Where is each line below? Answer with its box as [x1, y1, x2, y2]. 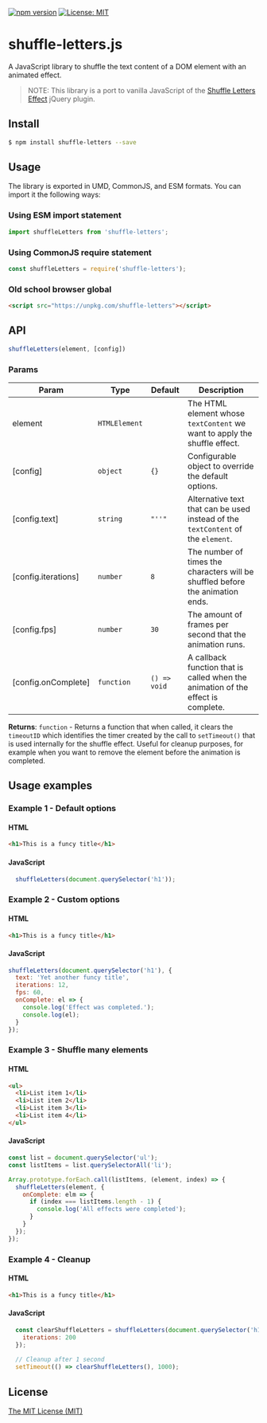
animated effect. [8, 70, 62, 80]
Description [198, 384, 244, 395]
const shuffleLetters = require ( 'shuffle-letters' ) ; [8, 265, 187, 272]
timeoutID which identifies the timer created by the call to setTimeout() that [8, 730, 256, 740]
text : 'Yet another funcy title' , [15, 974, 130, 982]
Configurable [188, 450, 237, 461]
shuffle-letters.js [8, 36, 123, 53]
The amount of [188, 609, 243, 620]
